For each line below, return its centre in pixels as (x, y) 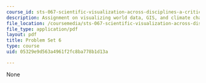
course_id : (20, 12)
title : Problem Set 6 (34, 40)
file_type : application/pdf (42, 29)
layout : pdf (21, 35)
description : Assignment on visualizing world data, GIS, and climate (98, 18)
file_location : (26, 23)
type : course (23, 46)
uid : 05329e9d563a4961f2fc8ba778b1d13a (57, 52)
